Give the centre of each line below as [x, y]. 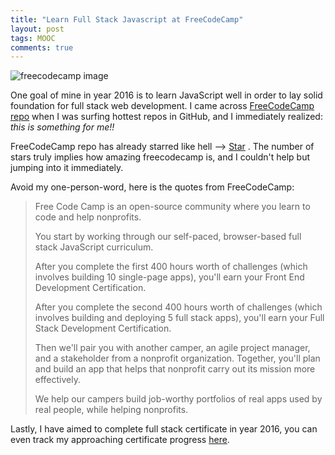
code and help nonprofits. [88, 217]
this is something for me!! [62, 127]
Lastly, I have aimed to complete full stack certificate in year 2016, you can [164, 429]
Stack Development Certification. [103, 328]
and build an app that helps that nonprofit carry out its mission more [175, 369]
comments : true [42, 47]
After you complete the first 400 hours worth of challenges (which [171, 267]
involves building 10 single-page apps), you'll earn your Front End [169, 277]
